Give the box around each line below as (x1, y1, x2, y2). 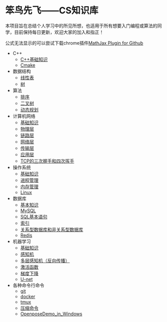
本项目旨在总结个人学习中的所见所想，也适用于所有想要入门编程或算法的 (5, 23, 157, 29)
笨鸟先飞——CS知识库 (5, 5, 99, 16)
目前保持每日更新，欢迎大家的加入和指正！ (14, 29, 104, 35)
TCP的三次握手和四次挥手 (20, 157, 75, 164)
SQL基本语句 (20, 213, 47, 219)
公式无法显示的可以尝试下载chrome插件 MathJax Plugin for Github (5, 39, 144, 46)
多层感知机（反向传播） (20, 257, 70, 264)
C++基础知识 (20, 56, 48, 62)
